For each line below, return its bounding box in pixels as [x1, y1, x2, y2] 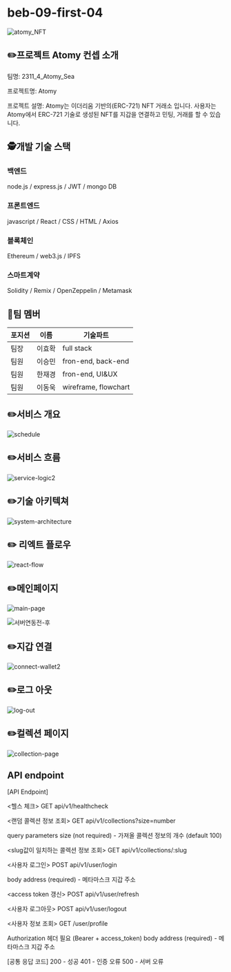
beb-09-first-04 [7, 5, 103, 21]
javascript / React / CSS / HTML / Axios [7, 217, 119, 225]
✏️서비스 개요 [7, 408, 61, 420]
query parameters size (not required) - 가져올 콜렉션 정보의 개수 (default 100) [7, 831, 222, 840]
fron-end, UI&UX [62, 370, 118, 379]
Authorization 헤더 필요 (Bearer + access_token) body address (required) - [7, 934, 217, 942]
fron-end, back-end [62, 356, 130, 366]
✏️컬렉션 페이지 [7, 727, 69, 740]
